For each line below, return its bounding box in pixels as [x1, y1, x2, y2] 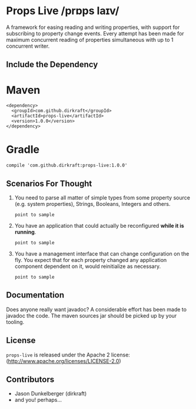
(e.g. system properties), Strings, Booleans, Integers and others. [14, 201, 171, 208]
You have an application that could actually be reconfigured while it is [14, 223, 184, 230]
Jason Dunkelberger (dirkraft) [14, 390, 87, 397]
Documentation [6, 290, 65, 300]
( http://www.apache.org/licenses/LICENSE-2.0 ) [6, 357, 122, 364]
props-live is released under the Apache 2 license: [6, 351, 131, 358]
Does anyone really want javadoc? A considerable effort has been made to [6, 306, 187, 313]
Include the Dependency [6, 60, 98, 70]
